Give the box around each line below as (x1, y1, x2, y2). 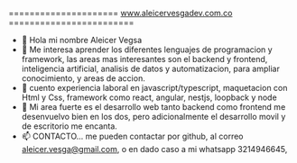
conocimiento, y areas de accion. (21, 73, 145, 84)
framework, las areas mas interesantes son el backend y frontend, (21, 54, 268, 64)
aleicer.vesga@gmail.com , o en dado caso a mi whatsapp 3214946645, (21, 144, 288, 154)
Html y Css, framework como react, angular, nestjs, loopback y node (21, 92, 277, 103)
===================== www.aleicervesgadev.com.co (8, 8, 233, 18)
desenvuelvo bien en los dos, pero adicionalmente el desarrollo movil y (21, 112, 286, 122)
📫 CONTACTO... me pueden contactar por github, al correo (21, 131, 244, 141)
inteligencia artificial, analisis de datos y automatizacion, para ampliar (21, 63, 281, 74)
